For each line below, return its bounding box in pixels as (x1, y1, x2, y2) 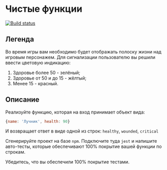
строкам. (5, 149, 26, 155)
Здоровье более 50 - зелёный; (12, 69, 81, 75)
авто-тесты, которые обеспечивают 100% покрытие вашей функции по (5, 143, 162, 149)
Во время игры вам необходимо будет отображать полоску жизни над (5, 48, 162, 54)
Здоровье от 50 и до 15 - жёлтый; (12, 75, 86, 81)
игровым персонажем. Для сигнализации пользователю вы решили (5, 54, 156, 60)
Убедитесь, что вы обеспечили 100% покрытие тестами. (5, 159, 130, 165)
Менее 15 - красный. (12, 80, 59, 86)
